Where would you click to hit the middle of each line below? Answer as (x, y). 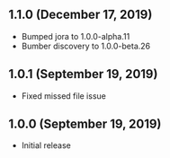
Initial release (46, 145)
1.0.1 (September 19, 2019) (83, 74)
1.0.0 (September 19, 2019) (85, 124)
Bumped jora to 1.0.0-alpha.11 (76, 36)
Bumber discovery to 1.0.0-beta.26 (86, 46)
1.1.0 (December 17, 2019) (81, 15)
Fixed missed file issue (64, 96)
